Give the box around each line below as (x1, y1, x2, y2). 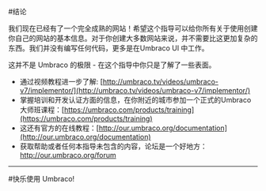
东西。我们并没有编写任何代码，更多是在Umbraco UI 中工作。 (8, 43, 209, 53)
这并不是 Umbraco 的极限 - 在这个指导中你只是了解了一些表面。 (8, 60, 216, 69)
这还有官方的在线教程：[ (19, 123, 99, 133)
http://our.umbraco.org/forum (19, 151, 116, 159)
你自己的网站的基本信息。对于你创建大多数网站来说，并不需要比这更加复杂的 (8, 34, 258, 43)
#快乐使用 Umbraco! (8, 174, 75, 183)
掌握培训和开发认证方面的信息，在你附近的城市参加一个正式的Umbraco (19, 95, 252, 104)
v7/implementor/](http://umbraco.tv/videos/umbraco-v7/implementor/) (19, 86, 251, 95)
